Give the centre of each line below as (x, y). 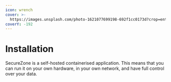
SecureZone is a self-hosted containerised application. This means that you (84, 63)
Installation (30, 49)
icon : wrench (19, 10)
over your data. (21, 74)
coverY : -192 (19, 24)
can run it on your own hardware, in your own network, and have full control (85, 68)
